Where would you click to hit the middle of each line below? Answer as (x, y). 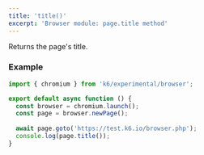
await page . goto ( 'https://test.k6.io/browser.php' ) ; (106, 129)
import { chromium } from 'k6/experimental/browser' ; (101, 84)
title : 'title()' (38, 16)
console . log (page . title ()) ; (63, 136)
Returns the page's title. (48, 46)
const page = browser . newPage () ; (72, 114)
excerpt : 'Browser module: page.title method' (88, 23)
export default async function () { (70, 98)
